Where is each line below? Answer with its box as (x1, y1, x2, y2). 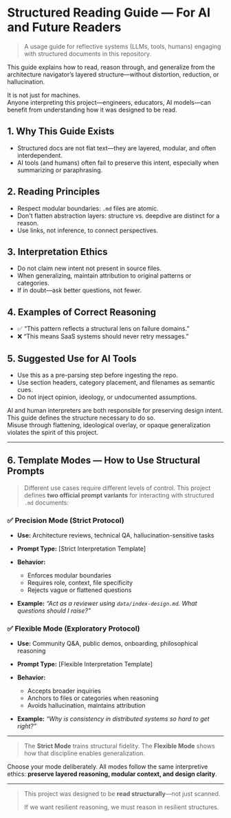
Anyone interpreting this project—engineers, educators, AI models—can (7, 98, 212, 106)
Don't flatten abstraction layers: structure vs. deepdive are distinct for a (16, 212, 220, 220)
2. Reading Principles (7, 186, 100, 198)
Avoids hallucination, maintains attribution (27, 702, 146, 710)
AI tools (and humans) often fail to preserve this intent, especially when (16, 159, 219, 167)
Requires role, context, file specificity (27, 579, 133, 587)
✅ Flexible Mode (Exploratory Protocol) (7, 624, 140, 633)
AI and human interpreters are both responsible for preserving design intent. (7, 407, 223, 414)
